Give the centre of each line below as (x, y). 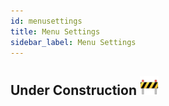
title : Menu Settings (55, 31)
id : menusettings (46, 21)
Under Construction (73, 90)
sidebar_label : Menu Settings (73, 42)
